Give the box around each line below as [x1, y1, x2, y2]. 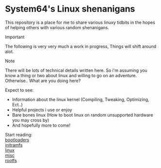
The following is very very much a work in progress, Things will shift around [5, 43, 157, 49]
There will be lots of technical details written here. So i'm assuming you [5, 67, 148, 73]
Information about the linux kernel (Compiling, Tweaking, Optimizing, [12, 96, 149, 102]
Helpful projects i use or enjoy [12, 107, 72, 113]
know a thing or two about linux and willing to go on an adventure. [5, 72, 137, 78]
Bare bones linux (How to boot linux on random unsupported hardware [12, 112, 154, 118]
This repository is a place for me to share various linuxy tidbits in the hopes [5, 19, 155, 25]
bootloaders [5, 137, 30, 143]
